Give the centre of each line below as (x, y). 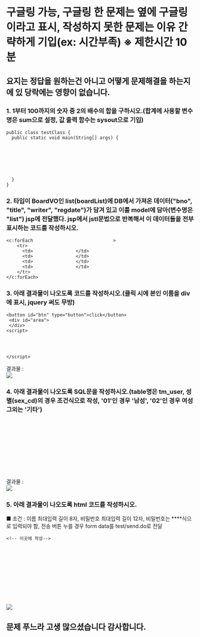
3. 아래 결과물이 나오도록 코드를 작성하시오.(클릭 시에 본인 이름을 (93, 294)
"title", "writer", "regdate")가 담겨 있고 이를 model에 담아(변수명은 (99, 210)
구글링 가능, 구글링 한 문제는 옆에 (81, 12)
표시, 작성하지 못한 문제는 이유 (107, 27)
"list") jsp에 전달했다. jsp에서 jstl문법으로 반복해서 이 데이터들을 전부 (100, 219)
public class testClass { (38, 132)
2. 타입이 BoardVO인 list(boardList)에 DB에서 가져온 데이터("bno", (99, 201)
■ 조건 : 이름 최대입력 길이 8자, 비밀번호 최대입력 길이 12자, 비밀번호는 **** (94, 519)
